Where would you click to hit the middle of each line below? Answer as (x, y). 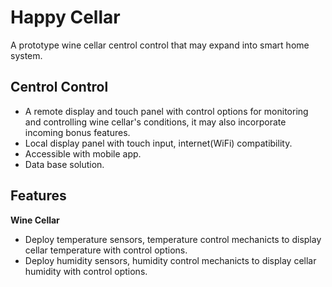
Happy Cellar (65, 17)
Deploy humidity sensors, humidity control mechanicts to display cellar (170, 260)
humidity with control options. (86, 271)
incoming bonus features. (77, 132)
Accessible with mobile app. (83, 153)
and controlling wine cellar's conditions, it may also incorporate (155, 122)
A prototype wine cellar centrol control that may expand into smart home (160, 45)
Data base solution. (64, 164)
